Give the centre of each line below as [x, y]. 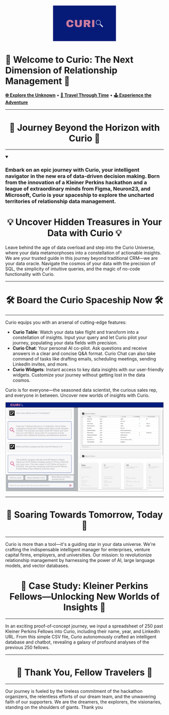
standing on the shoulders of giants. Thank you [54, 707]
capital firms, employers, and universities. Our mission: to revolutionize [78, 555]
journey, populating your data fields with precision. [65, 343]
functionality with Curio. [30, 274]
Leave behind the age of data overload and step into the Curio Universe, [80, 248]
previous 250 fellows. [28, 648]
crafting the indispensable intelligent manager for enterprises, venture [78, 550]
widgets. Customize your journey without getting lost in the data [79, 375]
